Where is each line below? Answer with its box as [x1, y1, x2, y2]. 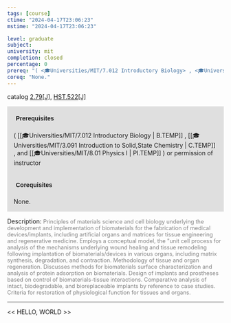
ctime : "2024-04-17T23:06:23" [7, 16, 94, 23]
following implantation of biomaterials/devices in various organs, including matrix [7, 250, 217, 258]
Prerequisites [16, 114, 54, 122]
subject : [7, 42, 32, 49]
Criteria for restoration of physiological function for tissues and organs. [7, 289, 191, 296]
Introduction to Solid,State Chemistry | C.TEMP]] [78, 141, 216, 149]
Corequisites [16, 181, 53, 189]
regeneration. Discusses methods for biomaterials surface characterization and [7, 263, 212, 270]
